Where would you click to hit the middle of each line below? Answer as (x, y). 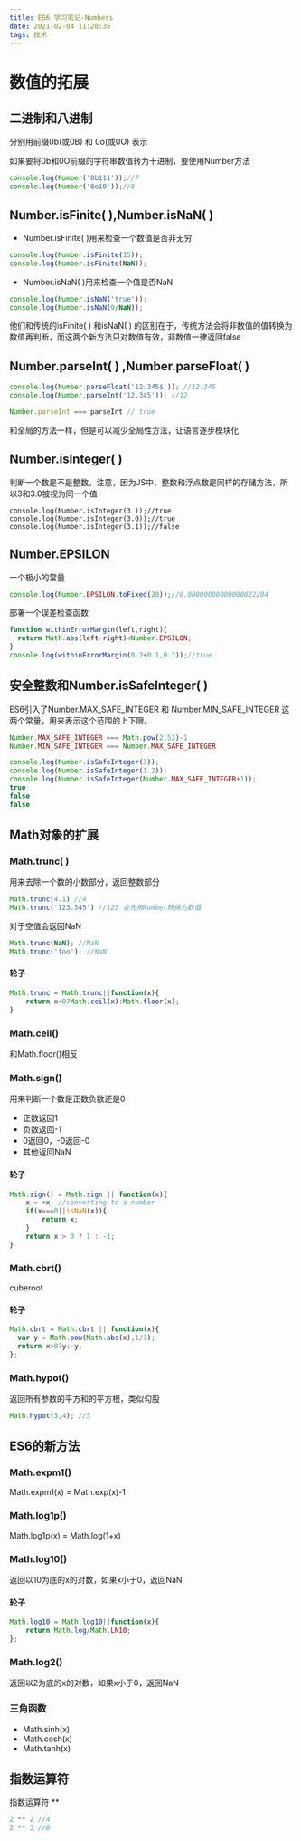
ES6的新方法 (45, 1447)
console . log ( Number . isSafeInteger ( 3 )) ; (85, 762)
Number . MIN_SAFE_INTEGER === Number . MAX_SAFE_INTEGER (113, 746)
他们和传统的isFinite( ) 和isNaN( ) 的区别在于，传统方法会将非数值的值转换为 (151, 326)
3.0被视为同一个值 (64, 494)
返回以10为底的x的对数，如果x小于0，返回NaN (96, 1580)
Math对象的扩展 (54, 835)
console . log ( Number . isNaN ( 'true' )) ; (78, 299)
